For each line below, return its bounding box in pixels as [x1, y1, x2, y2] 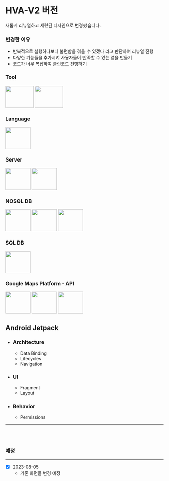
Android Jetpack [5, 324, 59, 332]
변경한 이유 [5, 36, 31, 43]
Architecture [12, 339, 44, 346]
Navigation [20, 361, 43, 367]
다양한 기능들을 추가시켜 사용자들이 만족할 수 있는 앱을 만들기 [12, 55, 132, 61]
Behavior [12, 403, 35, 410]
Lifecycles [20, 355, 42, 361]
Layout [20, 390, 35, 396]
